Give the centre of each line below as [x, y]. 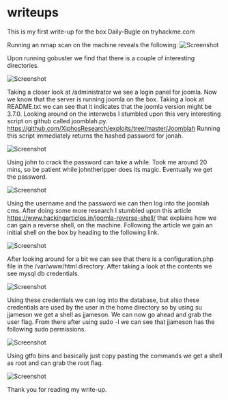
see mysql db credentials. [43, 273]
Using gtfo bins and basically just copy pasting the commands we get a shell [115, 355]
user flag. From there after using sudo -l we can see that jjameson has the [111, 322]
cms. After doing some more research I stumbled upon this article [99, 210]
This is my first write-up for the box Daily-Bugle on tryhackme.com [101, 32]
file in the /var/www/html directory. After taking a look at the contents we [110, 266]
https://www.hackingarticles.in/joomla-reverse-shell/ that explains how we [112, 218]
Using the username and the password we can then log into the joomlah [108, 203]
